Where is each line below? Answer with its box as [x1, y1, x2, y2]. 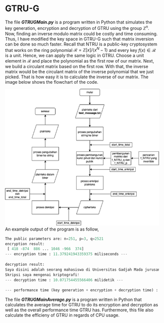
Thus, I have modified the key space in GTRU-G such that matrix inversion [5, 36, 154, 42]
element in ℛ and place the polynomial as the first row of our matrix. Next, [5, 58, 154, 64]
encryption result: [5, 241, 45, 246]
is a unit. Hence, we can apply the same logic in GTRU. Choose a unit [5, 52, 144, 59]
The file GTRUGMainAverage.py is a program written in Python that [5, 297, 142, 302]
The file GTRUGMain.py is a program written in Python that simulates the [5, 19, 152, 25]
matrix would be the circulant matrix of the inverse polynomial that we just [5, 69, 154, 75]
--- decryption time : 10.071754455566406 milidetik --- [5, 277, 123, 282]
